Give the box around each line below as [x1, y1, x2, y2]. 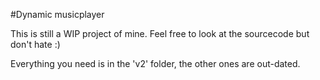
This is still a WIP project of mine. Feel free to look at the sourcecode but [10, 28, 310, 39]
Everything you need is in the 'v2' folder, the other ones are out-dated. [10, 58, 301, 69]
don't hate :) [10, 39, 61, 50]
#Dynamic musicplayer [10, 9, 105, 20]
